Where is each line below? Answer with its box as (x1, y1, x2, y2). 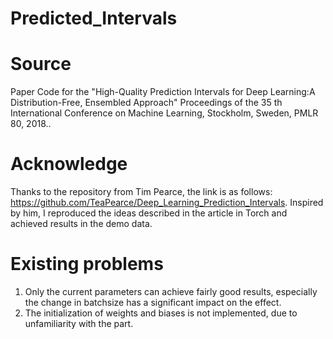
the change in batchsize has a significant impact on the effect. (24, 297, 282, 308)
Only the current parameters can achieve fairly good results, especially (24, 286, 318, 297)
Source (10, 53, 72, 76)
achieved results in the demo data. (10, 218, 153, 230)
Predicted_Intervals (10, 7, 178, 30)
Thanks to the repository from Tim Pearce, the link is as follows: (10, 186, 273, 198)
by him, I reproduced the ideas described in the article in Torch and (10, 207, 288, 219)
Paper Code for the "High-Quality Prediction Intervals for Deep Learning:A (10, 86, 316, 98)
